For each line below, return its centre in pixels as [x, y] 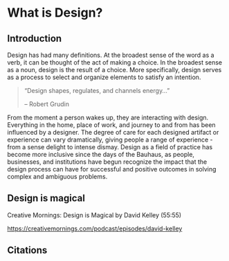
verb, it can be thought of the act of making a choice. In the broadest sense [115, 62]
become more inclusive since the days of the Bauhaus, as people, [101, 154]
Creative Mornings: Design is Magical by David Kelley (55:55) [94, 215]
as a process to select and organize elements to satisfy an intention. [104, 77]
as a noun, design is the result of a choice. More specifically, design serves [114, 70]
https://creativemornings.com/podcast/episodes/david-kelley [95, 228]
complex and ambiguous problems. [57, 176]
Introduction [35, 39]
